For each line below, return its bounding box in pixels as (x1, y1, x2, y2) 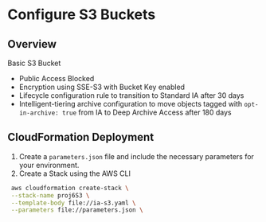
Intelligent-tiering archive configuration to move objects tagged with (18, 99, 243, 108)
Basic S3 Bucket (7, 58, 61, 68)
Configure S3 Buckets (7, 6, 156, 24)
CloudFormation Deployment (7, 130, 155, 144)
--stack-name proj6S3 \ (10, 191, 90, 200)
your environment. (18, 160, 80, 169)
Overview (7, 37, 57, 51)
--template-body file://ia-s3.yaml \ (10, 199, 136, 207)
